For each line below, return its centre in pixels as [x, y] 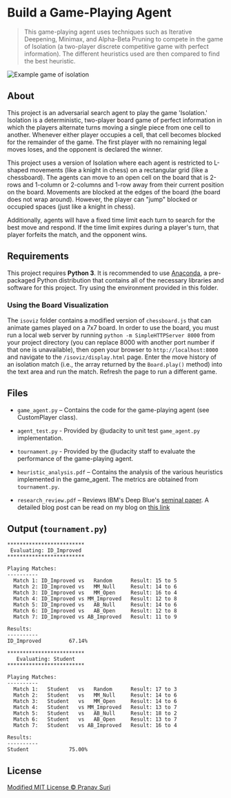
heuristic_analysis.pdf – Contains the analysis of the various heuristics [120, 472]
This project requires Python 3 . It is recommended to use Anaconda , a [107, 273]
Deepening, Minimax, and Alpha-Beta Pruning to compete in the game [123, 39]
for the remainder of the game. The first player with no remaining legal [107, 142]
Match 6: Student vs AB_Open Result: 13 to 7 [95, 719]
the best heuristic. [50, 61]
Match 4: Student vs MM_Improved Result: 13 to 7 [95, 708]
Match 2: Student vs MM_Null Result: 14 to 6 [95, 695]
